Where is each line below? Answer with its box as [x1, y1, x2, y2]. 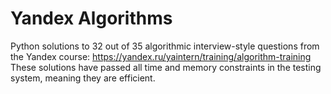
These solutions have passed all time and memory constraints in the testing [10, 61, 322, 73]
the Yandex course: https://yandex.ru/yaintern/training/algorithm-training [10, 50, 312, 62]
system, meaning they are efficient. [10, 72, 156, 84]
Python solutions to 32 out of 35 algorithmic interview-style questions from [10, 40, 320, 52]
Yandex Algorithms [10, 7, 173, 30]
